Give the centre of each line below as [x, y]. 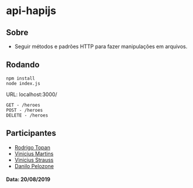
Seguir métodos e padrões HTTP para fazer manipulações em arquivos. [101, 46]
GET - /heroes [23, 105]
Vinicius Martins [34, 153]
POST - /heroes [25, 110]
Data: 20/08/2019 [28, 179]
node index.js [23, 83]
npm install [20, 78]
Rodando [23, 65]
